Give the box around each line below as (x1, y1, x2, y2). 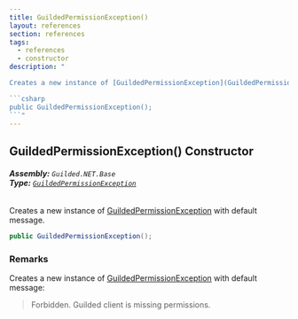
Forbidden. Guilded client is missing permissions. (30, 300, 211, 310)
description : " (9, 63, 66, 72)
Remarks (9, 253, 49, 265)
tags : (9, 37, 29, 47)
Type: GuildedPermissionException (9, 178, 137, 189)
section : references (9, 29, 86, 38)
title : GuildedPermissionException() (9, 12, 149, 22)
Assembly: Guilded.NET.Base (9, 168, 116, 179)
